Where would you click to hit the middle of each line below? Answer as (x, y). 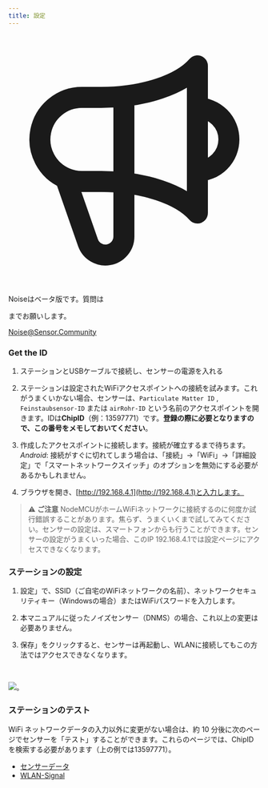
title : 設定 (27, 16)
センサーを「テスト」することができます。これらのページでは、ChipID (138, 739)
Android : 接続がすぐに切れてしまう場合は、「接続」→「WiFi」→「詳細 (134, 455)
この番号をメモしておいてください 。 (93, 428)
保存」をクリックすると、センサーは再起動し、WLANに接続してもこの (135, 645)
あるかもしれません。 (55, 475)
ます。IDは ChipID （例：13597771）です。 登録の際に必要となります (137, 418)
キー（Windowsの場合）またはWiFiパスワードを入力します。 (140, 601)
